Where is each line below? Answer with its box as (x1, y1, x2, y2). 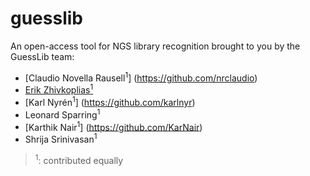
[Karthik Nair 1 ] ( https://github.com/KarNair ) (24, 119, 203, 133)
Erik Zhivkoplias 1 (24, 82, 94, 96)
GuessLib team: (10, 50, 75, 62)
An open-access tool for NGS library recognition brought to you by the (10, 40, 301, 52)
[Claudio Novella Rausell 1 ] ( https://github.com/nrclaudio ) (24, 70, 258, 84)
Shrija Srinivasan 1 (24, 132, 98, 145)
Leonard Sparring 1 (24, 107, 101, 121)
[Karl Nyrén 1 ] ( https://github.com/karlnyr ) (24, 95, 196, 108)
